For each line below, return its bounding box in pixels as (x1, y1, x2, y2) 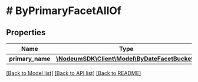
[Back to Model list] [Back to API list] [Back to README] (6, 70, 141, 77)
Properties (6, 28, 46, 37)
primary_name (9, 54, 51, 63)
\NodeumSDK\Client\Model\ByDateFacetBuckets (55, 54, 197, 63)
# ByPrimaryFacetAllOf (6, 4, 122, 18)
